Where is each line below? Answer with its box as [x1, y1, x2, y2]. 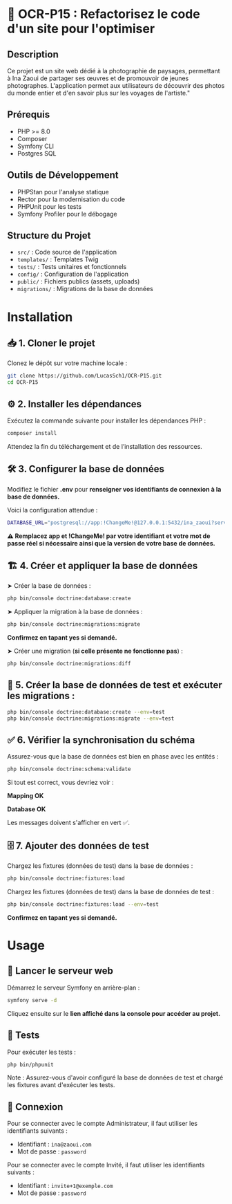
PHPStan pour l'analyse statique [17, 187, 109, 196]
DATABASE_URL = [7, 519, 48, 526]
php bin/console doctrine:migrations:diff [7, 660, 131, 667]
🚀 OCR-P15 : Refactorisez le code [7, 6, 200, 22]
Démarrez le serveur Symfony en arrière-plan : [7, 983, 140, 992]
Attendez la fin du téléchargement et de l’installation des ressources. [7, 442, 202, 450]
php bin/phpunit [7, 1061, 54, 1068]
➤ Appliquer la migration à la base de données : [7, 608, 143, 616]
